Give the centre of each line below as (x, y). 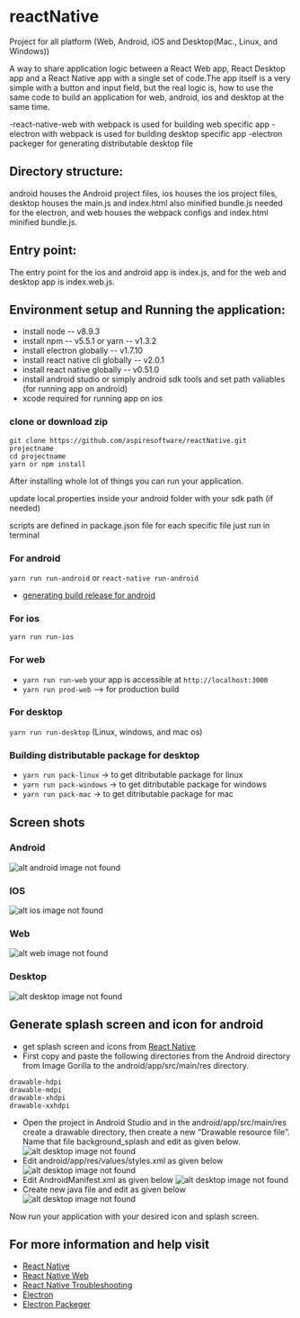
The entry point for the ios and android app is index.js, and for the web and (148, 272)
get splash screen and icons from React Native (109, 1046)
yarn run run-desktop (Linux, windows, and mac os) (106, 732)
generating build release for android (88, 595)
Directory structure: (66, 172)
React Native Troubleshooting (77, 1286)
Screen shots (47, 822)
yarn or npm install (48, 464)
